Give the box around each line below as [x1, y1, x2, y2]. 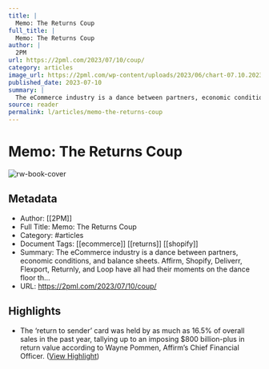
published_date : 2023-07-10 [8, 78, 102, 86]
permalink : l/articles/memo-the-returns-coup [8, 109, 163, 117]
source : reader [8, 101, 59, 109]
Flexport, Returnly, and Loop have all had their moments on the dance [19, 264, 251, 274]
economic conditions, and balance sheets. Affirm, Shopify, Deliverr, [19, 256, 243, 265]
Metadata [8, 192, 58, 206]
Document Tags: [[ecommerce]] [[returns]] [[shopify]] [19, 239, 199, 248]
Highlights [8, 304, 62, 318]
